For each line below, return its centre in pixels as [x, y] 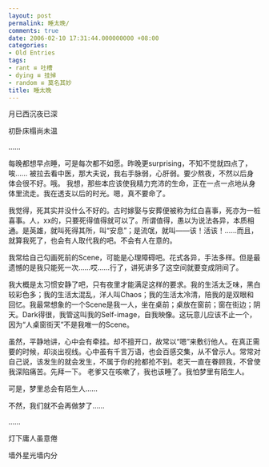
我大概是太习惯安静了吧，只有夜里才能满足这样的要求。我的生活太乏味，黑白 [134, 284]
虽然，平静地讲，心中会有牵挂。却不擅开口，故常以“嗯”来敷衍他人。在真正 [131, 342]
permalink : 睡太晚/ [39, 23]
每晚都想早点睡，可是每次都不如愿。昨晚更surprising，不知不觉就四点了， [130, 163]
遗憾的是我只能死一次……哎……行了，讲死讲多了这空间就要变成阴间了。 [126, 268]
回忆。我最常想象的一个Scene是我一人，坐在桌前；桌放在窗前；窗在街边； [131, 304]
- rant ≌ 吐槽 [31, 68]
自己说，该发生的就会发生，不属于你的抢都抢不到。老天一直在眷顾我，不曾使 [134, 362]
